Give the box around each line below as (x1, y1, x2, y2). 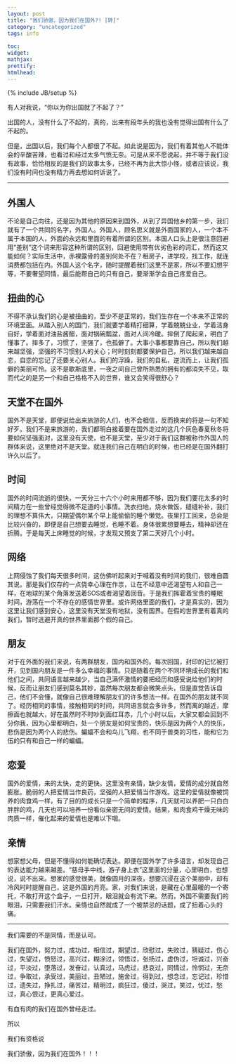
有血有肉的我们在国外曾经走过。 (7, 1005, 100, 1013)
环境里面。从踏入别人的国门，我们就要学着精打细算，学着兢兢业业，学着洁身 (7, 321, 229, 329)
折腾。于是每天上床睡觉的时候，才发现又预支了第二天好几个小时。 (7, 528, 198, 537)
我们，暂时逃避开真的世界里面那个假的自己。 (7, 615, 137, 624)
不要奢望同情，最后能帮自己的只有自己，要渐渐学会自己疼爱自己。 (19, 270, 211, 278)
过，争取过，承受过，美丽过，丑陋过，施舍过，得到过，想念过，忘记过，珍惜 (7, 972, 229, 980)
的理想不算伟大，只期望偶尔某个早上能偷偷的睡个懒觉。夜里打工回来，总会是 (7, 511, 229, 520)
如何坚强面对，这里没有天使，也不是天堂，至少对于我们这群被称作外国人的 (13, 433, 229, 442)
